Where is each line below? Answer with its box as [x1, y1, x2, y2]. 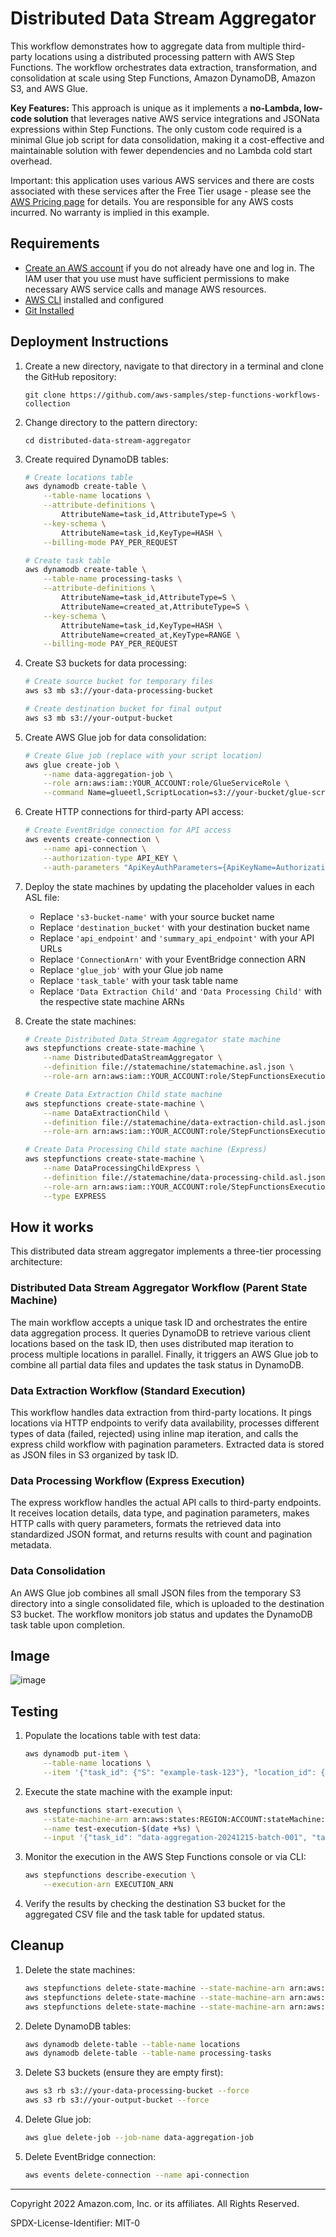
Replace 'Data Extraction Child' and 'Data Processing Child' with [39, 985, 323, 997]
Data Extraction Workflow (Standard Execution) [10, 1383, 246, 1397]
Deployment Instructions [10, 333, 169, 351]
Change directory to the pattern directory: [24, 416, 198, 428]
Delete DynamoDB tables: [24, 2020, 132, 2032]
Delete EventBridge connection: [24, 2150, 157, 2162]
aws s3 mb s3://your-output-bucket [24, 713, 174, 723]
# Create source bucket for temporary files [24, 677, 214, 687]
